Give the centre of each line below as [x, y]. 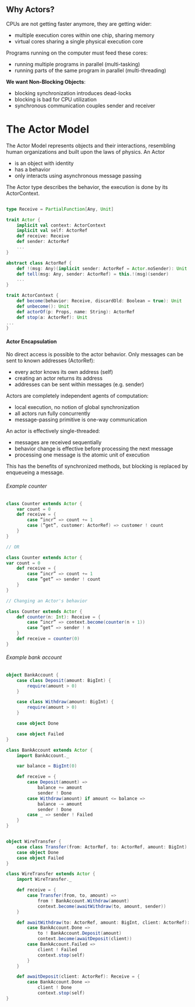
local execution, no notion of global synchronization [77, 407]
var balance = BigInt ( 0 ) [47, 766]
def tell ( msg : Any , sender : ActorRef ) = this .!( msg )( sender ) [93, 274]
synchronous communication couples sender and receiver [85, 106]
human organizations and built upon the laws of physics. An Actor [85, 151]
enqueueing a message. [35, 472]
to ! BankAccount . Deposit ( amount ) [79, 933]
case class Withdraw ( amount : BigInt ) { [65, 702]
